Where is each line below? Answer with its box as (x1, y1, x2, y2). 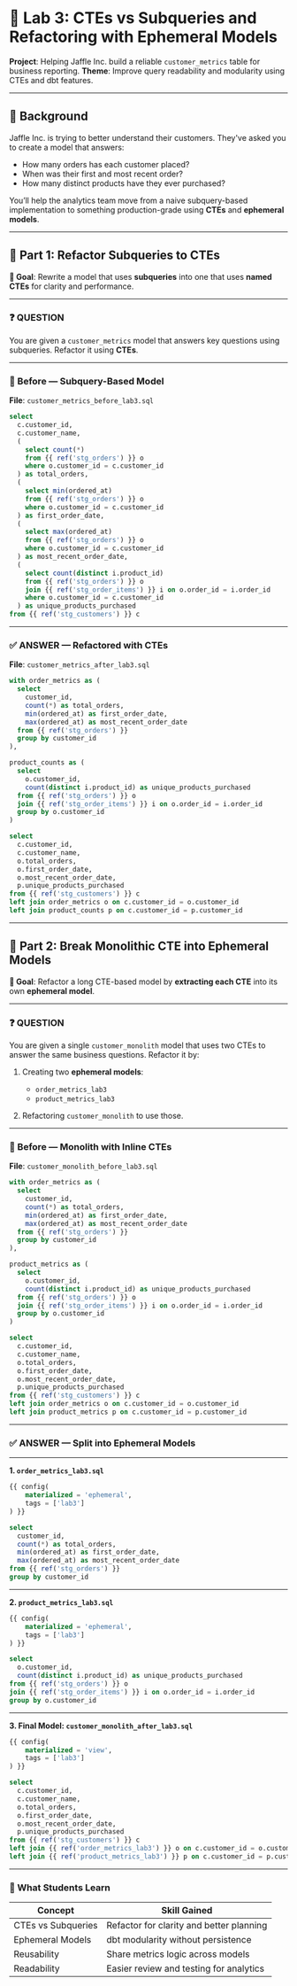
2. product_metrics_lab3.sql (9, 1596, 114, 1607)
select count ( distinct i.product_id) (25, 569, 164, 578)
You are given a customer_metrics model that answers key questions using (9, 335, 280, 345)
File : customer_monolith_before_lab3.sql (9, 1160, 158, 1172)
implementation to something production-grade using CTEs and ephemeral (9, 204, 285, 215)
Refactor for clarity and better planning (106, 1920, 268, 1932)
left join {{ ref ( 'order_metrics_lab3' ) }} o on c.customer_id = (9, 1844, 255, 1853)
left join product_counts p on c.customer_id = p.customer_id (9, 906, 243, 915)
